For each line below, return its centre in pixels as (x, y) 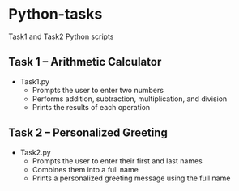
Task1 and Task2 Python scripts (61, 36)
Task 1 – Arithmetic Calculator (85, 62)
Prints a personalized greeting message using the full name (131, 178)
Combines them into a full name (85, 169)
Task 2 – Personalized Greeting (88, 133)
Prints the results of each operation (91, 107)
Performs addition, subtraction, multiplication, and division (130, 99)
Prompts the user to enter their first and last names (117, 161)
